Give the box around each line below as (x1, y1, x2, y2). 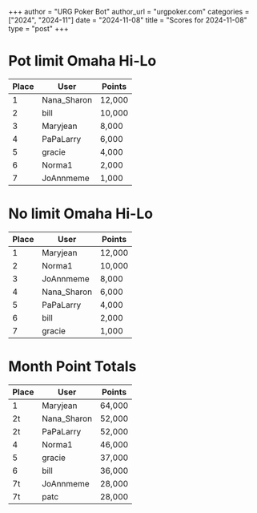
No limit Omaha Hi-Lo (8, 204, 154, 223)
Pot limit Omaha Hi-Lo (8, 52, 157, 71)
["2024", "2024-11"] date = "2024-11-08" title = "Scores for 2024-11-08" (8, 15, 248, 25)
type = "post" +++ (8, 24, 70, 33)
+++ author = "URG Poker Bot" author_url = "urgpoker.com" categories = (8, 7, 250, 16)
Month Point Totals (8, 357, 137, 376)
